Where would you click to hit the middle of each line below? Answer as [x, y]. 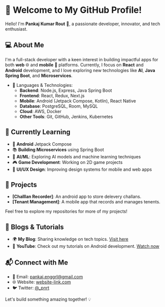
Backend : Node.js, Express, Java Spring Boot [66, 90]
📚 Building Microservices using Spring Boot [58, 150]
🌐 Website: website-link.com [42, 282]
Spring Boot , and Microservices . [39, 76]
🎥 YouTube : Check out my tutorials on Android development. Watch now [86, 246]
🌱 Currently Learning [38, 132]
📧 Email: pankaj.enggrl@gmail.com [48, 277]
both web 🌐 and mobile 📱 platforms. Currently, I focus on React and [74, 65]
